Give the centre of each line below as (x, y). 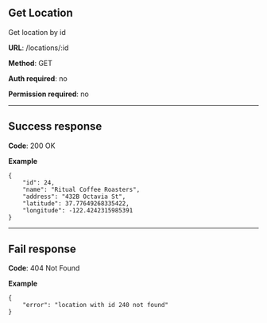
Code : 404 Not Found (44, 268)
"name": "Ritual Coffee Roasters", (81, 189)
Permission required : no (48, 94)
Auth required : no (38, 78)
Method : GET (31, 63)
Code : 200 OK (32, 146)
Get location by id (37, 32)
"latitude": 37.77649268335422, (76, 203)
